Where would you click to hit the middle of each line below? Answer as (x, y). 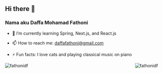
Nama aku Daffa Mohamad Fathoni (47, 23)
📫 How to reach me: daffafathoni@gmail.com (58, 43)
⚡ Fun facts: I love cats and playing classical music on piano (72, 54)
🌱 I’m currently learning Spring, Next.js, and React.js (64, 33)
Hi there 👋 (20, 9)
